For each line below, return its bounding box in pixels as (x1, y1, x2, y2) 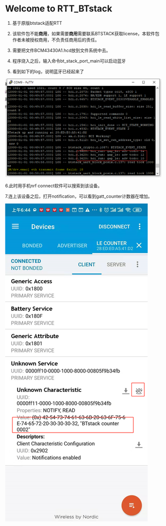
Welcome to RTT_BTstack (5, 3, 112, 14)
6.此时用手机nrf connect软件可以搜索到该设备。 (5, 183, 103, 189)
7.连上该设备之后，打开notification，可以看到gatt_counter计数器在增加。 (5, 193, 153, 199)
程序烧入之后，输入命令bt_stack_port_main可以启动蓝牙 (12, 58, 126, 64)
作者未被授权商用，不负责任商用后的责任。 (12, 37, 100, 43)
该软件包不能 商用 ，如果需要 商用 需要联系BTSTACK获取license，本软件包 (12, 30, 160, 36)
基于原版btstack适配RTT (12, 20, 62, 26)
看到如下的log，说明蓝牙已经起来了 (12, 68, 84, 75)
